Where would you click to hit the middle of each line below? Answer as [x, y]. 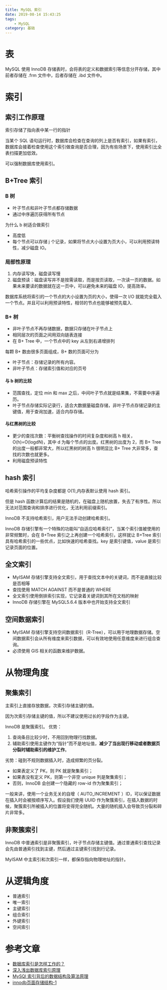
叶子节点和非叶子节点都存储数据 [45, 208]
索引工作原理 [25, 117]
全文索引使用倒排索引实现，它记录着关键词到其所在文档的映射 [76, 596]
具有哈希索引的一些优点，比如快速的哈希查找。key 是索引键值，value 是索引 [83, 541]
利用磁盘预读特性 [30, 460]
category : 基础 [20, 28]
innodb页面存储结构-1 [35, 982]
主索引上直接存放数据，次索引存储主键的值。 [51, 706]
